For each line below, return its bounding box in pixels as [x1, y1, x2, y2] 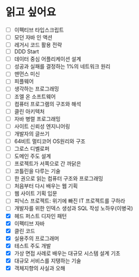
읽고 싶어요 [5, 5, 56, 19]
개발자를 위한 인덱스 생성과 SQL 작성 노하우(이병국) [14, 205, 133, 212]
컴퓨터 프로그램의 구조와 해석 [14, 100, 81, 107]
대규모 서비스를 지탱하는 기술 [14, 257, 81, 264]
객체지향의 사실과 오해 [14, 264, 66, 272]
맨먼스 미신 [14, 70, 40, 77]
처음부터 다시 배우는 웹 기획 [14, 182, 78, 189]
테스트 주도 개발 [14, 242, 51, 249]
